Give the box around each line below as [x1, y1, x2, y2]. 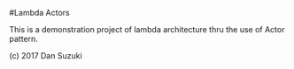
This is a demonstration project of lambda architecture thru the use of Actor [9, 24, 285, 34]
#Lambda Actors [9, 8, 71, 17]
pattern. [9, 34, 38, 44]
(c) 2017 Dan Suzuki [9, 51, 82, 60]
